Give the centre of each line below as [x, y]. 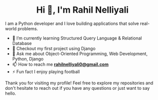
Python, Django [28, 59]
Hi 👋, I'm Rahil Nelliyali [82, 10]
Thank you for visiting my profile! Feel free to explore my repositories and [79, 83]
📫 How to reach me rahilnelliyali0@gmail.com [60, 64]
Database [22, 43]
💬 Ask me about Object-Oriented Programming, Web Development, [80, 54]
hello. [11, 93]
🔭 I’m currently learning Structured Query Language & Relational [77, 38]
